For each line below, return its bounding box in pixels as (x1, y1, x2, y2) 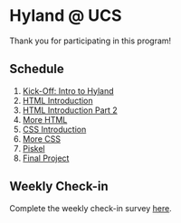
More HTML (22, 114, 68, 125)
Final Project (22, 153, 70, 163)
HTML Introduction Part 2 (22, 105, 118, 116)
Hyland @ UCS (9, 5, 122, 26)
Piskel (22, 143, 45, 153)
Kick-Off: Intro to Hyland (22, 85, 115, 96)
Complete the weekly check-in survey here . (9, 202, 172, 213)
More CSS (22, 133, 62, 144)
